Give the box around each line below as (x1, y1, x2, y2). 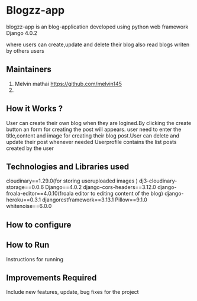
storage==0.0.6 (6, 184, 44, 191)
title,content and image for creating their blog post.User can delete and (6, 132, 179, 139)
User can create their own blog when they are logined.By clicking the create (6, 119, 192, 126)
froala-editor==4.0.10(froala (6, 190, 74, 197)
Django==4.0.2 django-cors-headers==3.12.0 (45, 184, 157, 191)
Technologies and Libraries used (6, 161, 129, 172)
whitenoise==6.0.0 (6, 203, 52, 210)
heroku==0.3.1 (6, 196, 41, 203)
